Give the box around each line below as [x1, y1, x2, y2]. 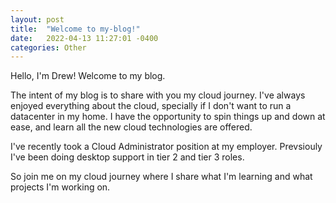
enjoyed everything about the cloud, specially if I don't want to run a [10, 100, 292, 112]
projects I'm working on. [10, 181, 111, 193]
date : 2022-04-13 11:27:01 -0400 [10, 33, 159, 43]
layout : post [10, 14, 65, 25]
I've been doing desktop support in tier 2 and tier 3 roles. [10, 151, 245, 163]
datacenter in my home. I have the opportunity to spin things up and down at [10, 111, 326, 123]
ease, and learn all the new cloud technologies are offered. [10, 121, 253, 133]
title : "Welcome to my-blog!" [10, 24, 141, 34]
